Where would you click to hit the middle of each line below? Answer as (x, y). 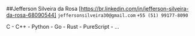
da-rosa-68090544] (31, 15)
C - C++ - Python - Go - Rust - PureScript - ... (63, 27)
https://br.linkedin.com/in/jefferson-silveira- (135, 9)
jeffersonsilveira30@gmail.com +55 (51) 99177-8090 (123, 16)
